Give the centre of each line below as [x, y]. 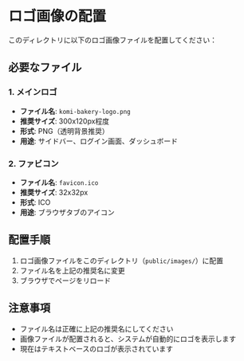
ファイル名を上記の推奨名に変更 [72, 270]
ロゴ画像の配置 [57, 16]
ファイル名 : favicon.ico [59, 182]
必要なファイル [45, 67]
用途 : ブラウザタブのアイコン [67, 212]
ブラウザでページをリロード [65, 281]
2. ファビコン [33, 163]
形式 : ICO [35, 202]
